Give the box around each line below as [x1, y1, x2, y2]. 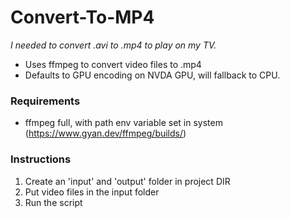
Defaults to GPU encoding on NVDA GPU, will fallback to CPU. [24, 69, 281, 81]
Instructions [10, 152, 72, 166]
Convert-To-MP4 [10, 6, 155, 29]
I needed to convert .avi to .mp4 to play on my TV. [10, 39, 217, 51]
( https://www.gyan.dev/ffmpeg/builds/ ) [24, 127, 187, 140]
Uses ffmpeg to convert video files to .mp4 [24, 58, 202, 70]
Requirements [10, 94, 81, 108]
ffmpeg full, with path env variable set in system [24, 117, 223, 129]
